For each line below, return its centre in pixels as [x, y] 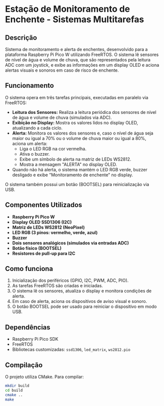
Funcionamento [30, 86]
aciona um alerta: [30, 143]
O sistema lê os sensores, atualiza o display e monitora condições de [82, 291]
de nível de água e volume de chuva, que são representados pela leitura [78, 60]
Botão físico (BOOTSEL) [37, 248]
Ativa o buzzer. [35, 154]
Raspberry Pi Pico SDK [35, 339]
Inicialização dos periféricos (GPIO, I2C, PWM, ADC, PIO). [70, 280]
